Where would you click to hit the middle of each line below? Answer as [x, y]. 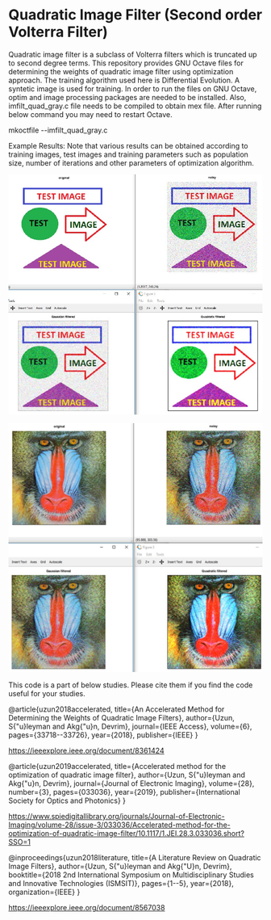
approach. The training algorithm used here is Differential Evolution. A [124, 80]
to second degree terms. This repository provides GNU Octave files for [126, 63]
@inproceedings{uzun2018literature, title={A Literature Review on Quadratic [135, 857]
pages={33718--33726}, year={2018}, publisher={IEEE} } [103, 735]
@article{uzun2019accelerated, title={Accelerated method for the [117, 766]
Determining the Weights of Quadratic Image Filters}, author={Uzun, [122, 717]
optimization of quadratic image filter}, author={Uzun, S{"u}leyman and [127, 775]
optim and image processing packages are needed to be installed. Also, [127, 97]
